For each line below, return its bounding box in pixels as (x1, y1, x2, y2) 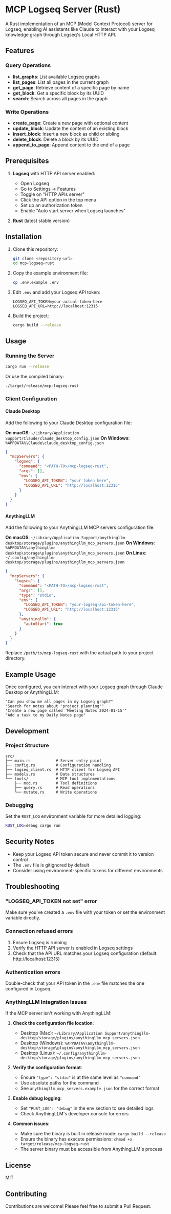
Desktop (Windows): (20, 1040, 64, 1046)
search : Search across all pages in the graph (12, 95, 108, 101)
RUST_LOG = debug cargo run (5, 823, 60, 829)
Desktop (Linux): (20, 1050, 56, 1056)
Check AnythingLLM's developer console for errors (20, 1111, 129, 1117)
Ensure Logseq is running (12, 939, 67, 945)
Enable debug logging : (12, 1095, 62, 1101)
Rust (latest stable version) (12, 217, 70, 224)
